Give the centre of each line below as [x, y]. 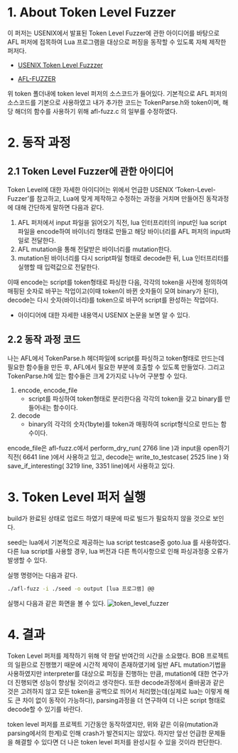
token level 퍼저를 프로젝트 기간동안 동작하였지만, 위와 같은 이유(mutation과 [113, 724]
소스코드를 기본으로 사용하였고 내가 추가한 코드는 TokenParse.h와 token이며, [114, 102]
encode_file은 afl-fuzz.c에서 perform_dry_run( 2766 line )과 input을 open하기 [119, 448]
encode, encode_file [48, 390]
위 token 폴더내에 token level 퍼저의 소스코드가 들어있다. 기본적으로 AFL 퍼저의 [117, 93]
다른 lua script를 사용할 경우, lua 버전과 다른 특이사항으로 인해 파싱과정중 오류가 [118, 551]
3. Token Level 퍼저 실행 [77, 497]
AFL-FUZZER [37, 78]
